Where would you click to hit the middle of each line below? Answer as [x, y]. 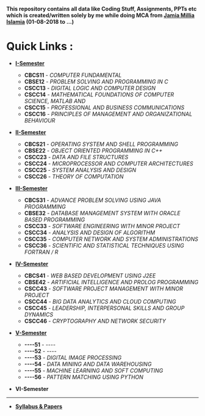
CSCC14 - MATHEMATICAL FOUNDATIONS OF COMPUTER [99, 95]
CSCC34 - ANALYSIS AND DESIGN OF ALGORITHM [90, 232]
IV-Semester [32, 264]
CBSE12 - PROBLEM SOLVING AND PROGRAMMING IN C [96, 81]
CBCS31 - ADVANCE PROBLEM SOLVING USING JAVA [93, 200]
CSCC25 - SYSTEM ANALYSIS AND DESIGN [80, 170]
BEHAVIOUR [40, 120]
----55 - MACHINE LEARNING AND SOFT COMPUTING [94, 370]
